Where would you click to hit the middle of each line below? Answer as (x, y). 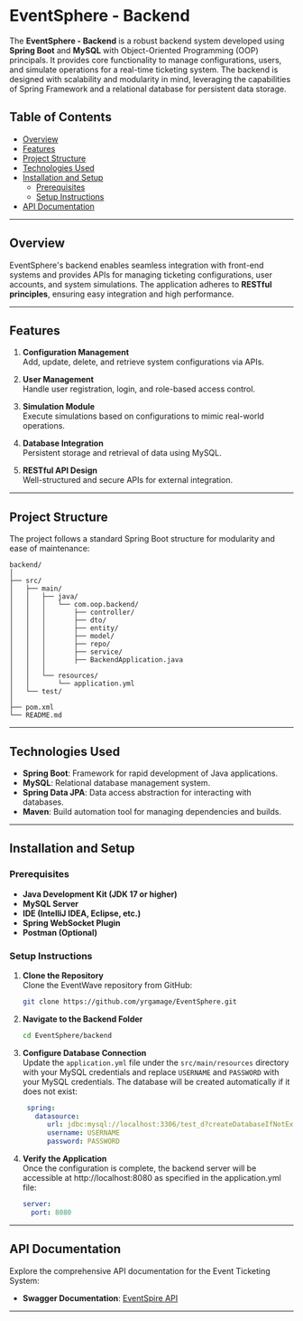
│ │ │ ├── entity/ (64, 628)
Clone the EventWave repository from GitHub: (107, 985)
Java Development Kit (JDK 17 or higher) (100, 894)
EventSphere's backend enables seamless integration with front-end (137, 265)
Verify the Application (64, 1159)
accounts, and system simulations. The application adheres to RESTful (141, 284)
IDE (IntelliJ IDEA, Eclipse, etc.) (82, 913)
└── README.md (36, 715)
